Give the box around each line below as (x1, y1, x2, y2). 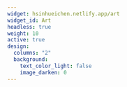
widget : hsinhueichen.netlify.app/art (7, 10, 120, 18)
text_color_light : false (20, 62, 92, 69)
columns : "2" (13, 50, 52, 57)
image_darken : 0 (20, 69, 68, 76)
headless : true (7, 23, 52, 30)
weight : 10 (7, 29, 39, 37)
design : (7, 43, 30, 50)
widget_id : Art (7, 17, 52, 24)
